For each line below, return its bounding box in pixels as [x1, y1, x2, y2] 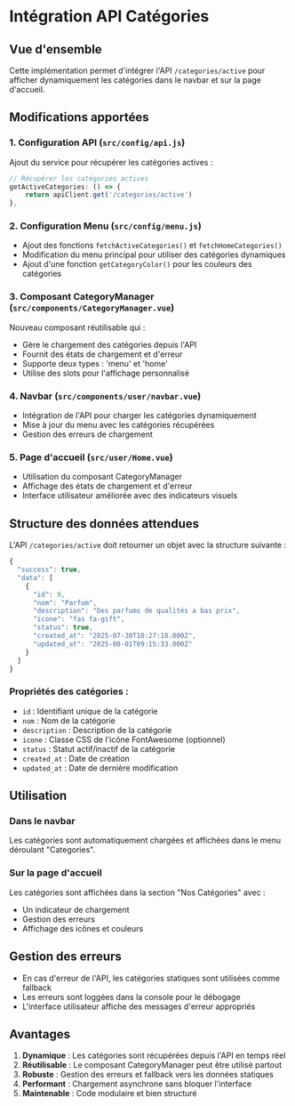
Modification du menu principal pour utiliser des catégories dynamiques [21, 249, 286, 260]
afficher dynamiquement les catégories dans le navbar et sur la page [9, 75, 262, 85]
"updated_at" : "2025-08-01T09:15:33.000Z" [32, 639, 193, 649]
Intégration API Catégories [9, 6, 210, 27]
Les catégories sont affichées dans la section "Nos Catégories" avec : [9, 887, 266, 898]
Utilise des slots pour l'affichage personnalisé [21, 367, 189, 378]
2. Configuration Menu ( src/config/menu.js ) [9, 220, 202, 232]
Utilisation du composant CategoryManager [21, 472, 183, 482]
